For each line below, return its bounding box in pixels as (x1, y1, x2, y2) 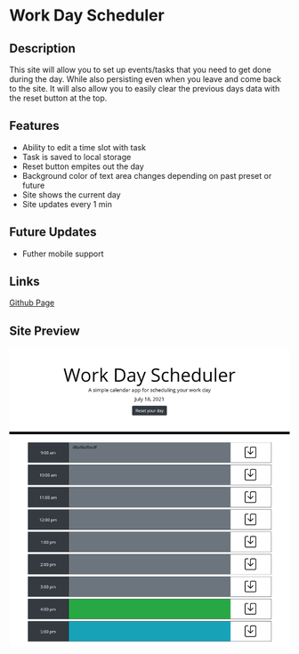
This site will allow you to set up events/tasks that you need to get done (9, 64, 271, 75)
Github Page (9, 297, 55, 308)
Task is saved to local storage (21, 151, 132, 162)
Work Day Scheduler (9, 5, 165, 26)
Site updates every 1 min (21, 198, 113, 209)
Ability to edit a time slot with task (21, 141, 147, 152)
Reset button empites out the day (21, 161, 144, 172)
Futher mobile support (21, 248, 104, 259)
